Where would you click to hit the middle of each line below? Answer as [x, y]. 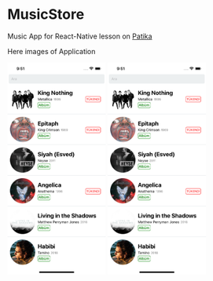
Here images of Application [51, 51]
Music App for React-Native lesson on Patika [80, 36]
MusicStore [46, 15]
